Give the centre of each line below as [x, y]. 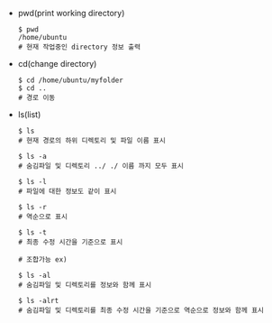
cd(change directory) [57, 64]
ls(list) [29, 115]
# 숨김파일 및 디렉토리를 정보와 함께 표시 [84, 285]
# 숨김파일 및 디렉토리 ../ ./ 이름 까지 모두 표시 [101, 166]
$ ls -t [32, 233]
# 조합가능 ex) [42, 260]
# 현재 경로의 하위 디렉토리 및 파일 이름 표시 [92, 141]
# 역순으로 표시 [42, 217]
